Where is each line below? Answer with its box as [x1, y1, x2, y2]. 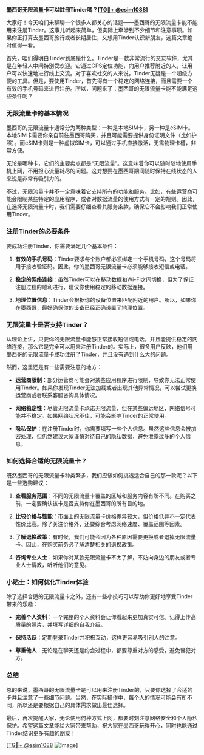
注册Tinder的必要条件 [6, 227, 70, 236]
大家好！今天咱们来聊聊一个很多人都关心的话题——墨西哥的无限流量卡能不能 [6, 19, 198, 26]
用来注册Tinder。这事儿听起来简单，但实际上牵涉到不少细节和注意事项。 [6, 27, 188, 33]
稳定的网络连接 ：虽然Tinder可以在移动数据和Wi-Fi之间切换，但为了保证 [15, 276, 194, 283]
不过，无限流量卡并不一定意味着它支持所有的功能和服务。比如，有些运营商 [6, 188, 192, 195]
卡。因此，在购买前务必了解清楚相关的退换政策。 [15, 541, 138, 548]
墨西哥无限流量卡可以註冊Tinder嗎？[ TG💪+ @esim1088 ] [6, 6, 148, 13]
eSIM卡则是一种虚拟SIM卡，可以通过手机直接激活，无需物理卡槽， [24, 139, 191, 146]
